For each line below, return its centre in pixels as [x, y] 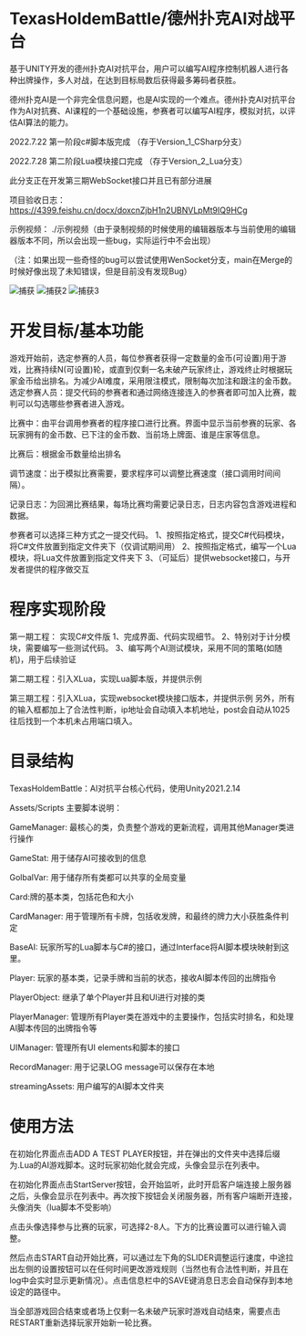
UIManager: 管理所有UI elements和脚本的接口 [95, 1047]
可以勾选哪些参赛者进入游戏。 [73, 404]
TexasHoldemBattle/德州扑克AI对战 [144, 19]
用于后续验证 [53, 659]
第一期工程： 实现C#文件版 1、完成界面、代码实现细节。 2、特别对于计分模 [150, 636]
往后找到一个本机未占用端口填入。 [73, 721]
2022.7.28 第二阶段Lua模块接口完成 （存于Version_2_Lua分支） [128, 161]
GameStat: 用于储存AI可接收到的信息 [78, 857]
